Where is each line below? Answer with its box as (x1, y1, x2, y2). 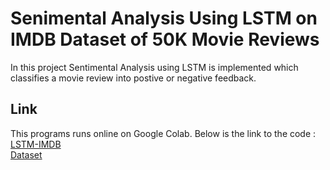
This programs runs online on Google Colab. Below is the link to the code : (10, 127, 317, 139)
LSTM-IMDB (10, 138, 62, 150)
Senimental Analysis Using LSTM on (10, 7, 318, 30)
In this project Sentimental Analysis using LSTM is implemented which (10, 61, 299, 73)
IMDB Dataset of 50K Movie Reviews (10, 28, 320, 51)
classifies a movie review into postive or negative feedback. (10, 72, 257, 84)
